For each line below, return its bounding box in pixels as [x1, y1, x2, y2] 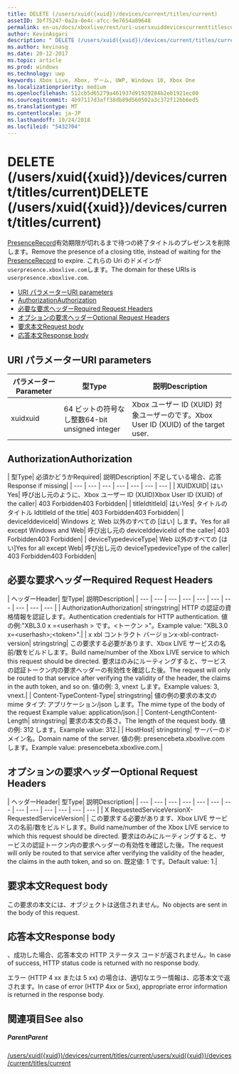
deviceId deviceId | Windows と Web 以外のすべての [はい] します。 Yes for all [7, 517, 230, 526]
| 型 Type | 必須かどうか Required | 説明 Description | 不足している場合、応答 [7, 473, 222, 481]
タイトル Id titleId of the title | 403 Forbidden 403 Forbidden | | [7, 509, 184, 517]
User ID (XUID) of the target [132, 419, 225, 429]
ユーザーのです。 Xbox [139, 410, 213, 420]
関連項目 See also [7, 1013, 84, 1025]
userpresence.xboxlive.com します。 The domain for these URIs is [7, 265, 196, 274]
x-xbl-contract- [174, 630, 219, 638]
